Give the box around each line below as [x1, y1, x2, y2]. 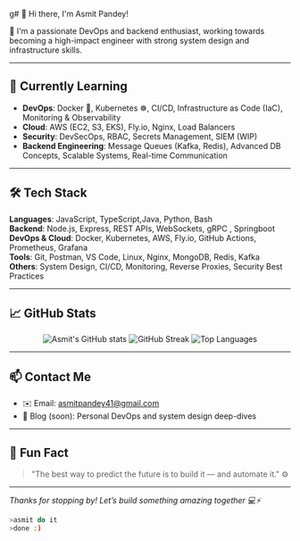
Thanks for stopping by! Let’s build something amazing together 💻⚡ [9, 495, 262, 506]
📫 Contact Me [9, 369, 92, 384]
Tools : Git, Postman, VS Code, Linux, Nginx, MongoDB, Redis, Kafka [9, 251, 261, 262]
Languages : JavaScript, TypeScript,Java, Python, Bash [9, 213, 212, 224]
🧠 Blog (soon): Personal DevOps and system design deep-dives [21, 411, 257, 421]
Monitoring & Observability [21, 112, 121, 122]
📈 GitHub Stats [9, 306, 96, 321]
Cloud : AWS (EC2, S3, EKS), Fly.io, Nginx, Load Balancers [21, 121, 236, 132]
